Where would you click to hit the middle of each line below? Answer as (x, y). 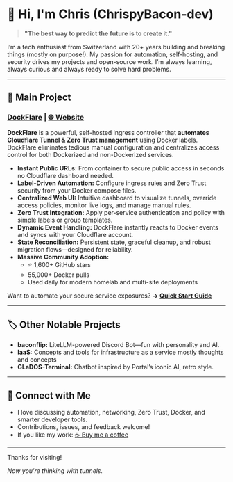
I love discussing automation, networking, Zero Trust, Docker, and (111, 412)
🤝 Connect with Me (49, 395)
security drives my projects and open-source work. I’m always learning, (110, 61)
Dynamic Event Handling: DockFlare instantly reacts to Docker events (118, 227)
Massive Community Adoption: (63, 257)
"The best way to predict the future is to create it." (98, 33)
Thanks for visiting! (35, 458)
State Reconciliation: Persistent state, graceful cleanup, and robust (114, 242)
